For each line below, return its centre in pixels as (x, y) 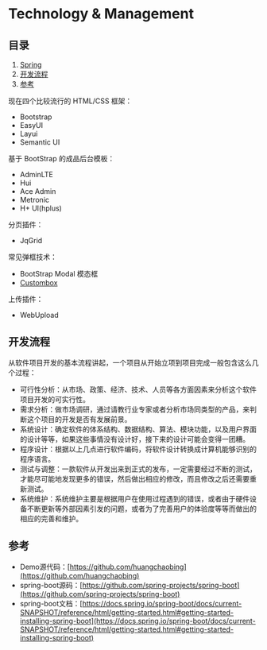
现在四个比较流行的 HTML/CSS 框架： (70, 101)
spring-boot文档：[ (51, 603)
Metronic (35, 200)
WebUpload (39, 315)
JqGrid (31, 240)
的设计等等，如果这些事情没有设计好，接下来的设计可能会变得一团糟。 (135, 439)
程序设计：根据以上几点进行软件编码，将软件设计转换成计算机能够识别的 (138, 449)
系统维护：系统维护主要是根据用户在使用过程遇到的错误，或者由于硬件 (135, 498)
